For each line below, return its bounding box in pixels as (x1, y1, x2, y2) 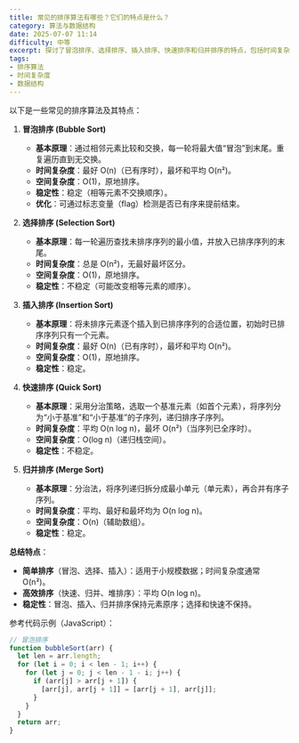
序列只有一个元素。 (43, 329, 114, 340)
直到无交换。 (59, 153, 107, 165)
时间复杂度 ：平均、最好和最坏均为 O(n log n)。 (35, 505, 207, 516)
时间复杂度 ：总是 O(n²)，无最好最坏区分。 (35, 258, 190, 269)
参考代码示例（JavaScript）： (9, 618, 116, 628)
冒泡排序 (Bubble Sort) (21, 124, 107, 134)
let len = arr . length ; (17, 651, 101, 661)
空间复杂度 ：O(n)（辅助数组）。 (35, 516, 149, 527)
